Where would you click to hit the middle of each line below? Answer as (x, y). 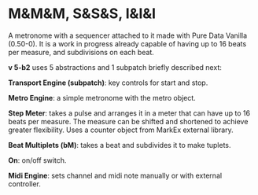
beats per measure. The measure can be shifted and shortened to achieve (128, 121)
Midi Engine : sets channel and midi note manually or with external (115, 175)
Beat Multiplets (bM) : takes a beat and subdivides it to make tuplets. (120, 145)
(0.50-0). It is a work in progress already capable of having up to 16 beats (127, 43)
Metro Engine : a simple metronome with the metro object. (102, 97)
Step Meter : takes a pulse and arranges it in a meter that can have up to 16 (129, 113)
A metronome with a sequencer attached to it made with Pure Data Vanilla (128, 35)
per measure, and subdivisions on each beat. (81, 52)
